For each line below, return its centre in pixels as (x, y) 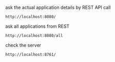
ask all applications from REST (37, 26)
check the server (23, 45)
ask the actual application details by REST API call (58, 7)
